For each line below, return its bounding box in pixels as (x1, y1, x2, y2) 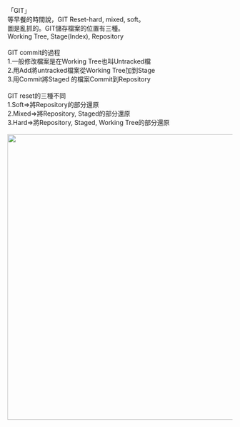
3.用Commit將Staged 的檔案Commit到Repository (7, 75, 151, 84)
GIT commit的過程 (7, 49, 61, 56)
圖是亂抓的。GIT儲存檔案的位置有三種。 (7, 24, 125, 32)
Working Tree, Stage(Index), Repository (7, 32, 124, 41)
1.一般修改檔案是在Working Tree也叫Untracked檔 (7, 57, 151, 66)
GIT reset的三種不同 (7, 91, 66, 100)
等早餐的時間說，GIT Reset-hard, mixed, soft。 (7, 15, 145, 24)
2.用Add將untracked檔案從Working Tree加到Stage (7, 66, 156, 74)
